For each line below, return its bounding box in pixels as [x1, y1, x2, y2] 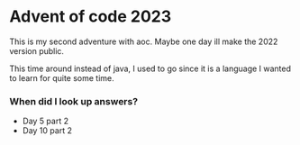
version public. [9, 45, 65, 56]
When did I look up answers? [9, 95, 138, 107]
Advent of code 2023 [9, 6, 172, 27]
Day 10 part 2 [22, 125, 72, 136]
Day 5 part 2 [22, 115, 69, 127]
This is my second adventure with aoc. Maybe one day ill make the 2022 [9, 36, 278, 47]
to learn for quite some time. [9, 72, 114, 83]
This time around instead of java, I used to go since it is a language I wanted [9, 63, 291, 74]
